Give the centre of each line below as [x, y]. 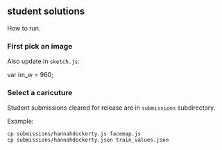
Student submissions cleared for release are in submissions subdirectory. [111, 108]
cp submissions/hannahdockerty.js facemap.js [74, 134]
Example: [20, 122]
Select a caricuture [40, 93]
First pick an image [40, 46]
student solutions [46, 11]
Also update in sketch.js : [43, 61]
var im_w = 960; [30, 75]
